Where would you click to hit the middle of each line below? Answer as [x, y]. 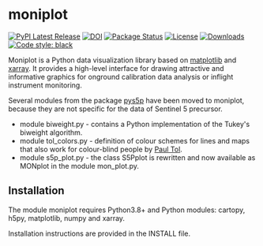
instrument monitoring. [45, 85]
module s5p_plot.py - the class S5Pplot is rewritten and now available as [137, 157]
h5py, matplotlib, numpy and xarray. [66, 218]
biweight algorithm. [51, 132]
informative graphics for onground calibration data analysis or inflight [121, 76]
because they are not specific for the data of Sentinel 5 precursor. [115, 109]
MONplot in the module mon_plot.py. [79, 166]
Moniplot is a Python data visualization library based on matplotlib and [122, 60]
